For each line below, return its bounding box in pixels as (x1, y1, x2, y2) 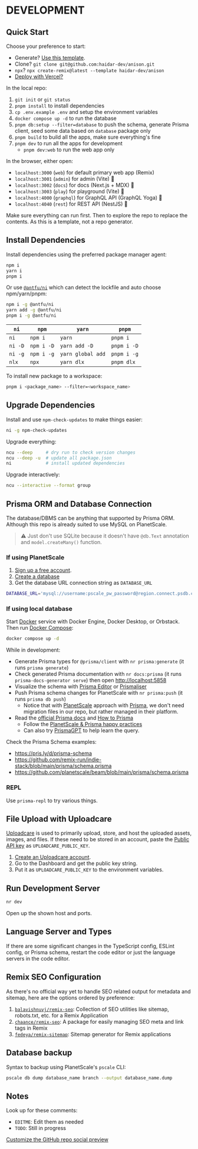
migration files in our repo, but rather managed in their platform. (23, 708, 179, 715)
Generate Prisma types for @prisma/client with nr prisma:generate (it (14, 658, 184, 665)
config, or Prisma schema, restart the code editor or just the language (6, 949, 176, 956)
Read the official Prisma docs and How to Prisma (14, 714, 134, 721)
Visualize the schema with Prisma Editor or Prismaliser (14, 683, 147, 690)
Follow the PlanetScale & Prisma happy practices (23, 721, 143, 728)
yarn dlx (60, 359, 84, 366)
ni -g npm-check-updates (6, 427, 67, 433)
